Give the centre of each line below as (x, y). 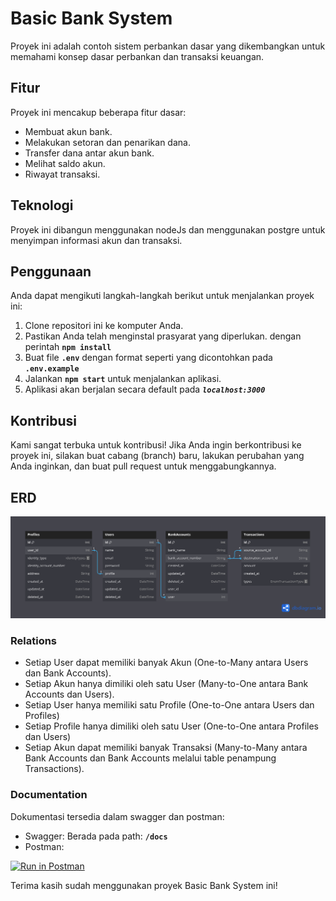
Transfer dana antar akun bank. (89, 153)
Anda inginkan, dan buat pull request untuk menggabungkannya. (143, 466)
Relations (34, 640)
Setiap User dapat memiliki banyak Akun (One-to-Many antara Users (166, 663)
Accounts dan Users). (69, 694)
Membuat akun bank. (68, 131)
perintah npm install (68, 347)
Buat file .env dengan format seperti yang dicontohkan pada (148, 358)
